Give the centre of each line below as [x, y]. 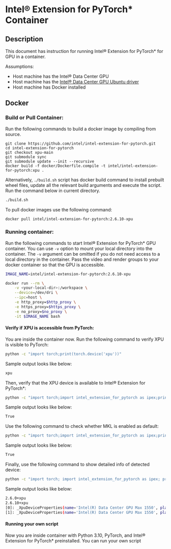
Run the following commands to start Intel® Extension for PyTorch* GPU [81, 243]
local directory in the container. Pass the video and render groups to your [82, 259]
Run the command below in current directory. [53, 190]
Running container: [30, 232]
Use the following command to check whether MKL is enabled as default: [82, 426]
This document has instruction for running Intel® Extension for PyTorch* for [84, 51]
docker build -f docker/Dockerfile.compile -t [55, 166]
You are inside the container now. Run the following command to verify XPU [85, 339]
